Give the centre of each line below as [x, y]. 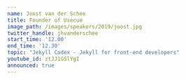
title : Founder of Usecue [45, 20]
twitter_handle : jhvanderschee [53, 33]
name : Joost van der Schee [46, 14]
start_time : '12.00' [37, 40]
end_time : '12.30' [34, 46]
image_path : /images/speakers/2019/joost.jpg [74, 26]
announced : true [31, 65]
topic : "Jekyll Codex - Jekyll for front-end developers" [93, 53]
